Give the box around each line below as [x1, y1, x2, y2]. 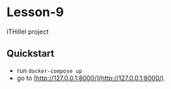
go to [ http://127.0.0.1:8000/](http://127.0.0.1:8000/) [16, 74, 165, 82]
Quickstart [6, 48, 55, 60]
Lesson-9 [6, 4, 64, 20]
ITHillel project [6, 27, 49, 36]
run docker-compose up [16, 66, 82, 74]
